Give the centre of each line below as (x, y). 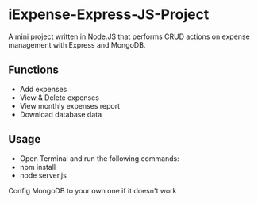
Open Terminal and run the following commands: (100, 158)
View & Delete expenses (59, 98)
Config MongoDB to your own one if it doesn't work (92, 190)
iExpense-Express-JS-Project (109, 15)
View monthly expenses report (70, 105)
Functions (34, 70)
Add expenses (43, 89)
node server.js (43, 175)
